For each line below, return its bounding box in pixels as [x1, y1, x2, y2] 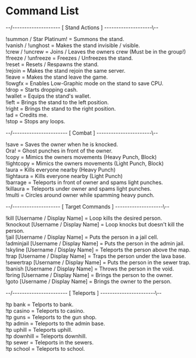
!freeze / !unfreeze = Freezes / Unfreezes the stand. [5, 54, 133, 61]
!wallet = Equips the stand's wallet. [5, 92, 91, 99]
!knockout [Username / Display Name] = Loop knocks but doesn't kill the [5, 220, 184, 228]
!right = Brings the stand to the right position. [5, 105, 116, 112]
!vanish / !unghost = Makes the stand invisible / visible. [5, 42, 141, 49]
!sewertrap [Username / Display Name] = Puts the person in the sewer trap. [5, 259, 191, 266]
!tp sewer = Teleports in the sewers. [5, 338, 94, 346]
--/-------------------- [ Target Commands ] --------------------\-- [5, 203, 170, 210]
